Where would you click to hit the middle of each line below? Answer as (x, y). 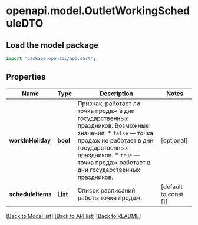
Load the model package (52, 45)
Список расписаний (106, 190)
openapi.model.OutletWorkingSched (98, 11)
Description (116, 94)
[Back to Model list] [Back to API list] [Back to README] (74, 216)
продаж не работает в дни (115, 140)
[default (171, 187)
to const (172, 194)
